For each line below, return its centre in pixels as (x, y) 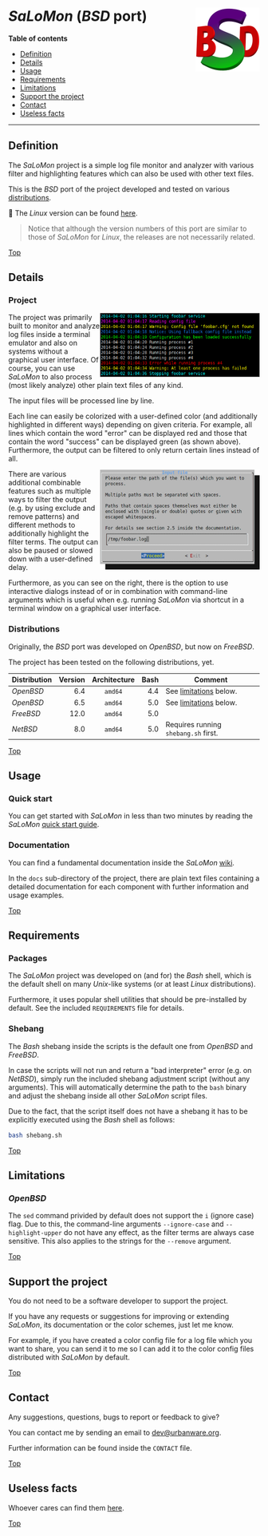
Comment (211, 680)
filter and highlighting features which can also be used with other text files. (131, 173)
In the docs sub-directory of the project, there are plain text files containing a (134, 878)
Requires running (193, 725)
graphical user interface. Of (53, 360)
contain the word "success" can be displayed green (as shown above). (124, 441)
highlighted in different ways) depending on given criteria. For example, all (130, 425)
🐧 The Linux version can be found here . (73, 213)
